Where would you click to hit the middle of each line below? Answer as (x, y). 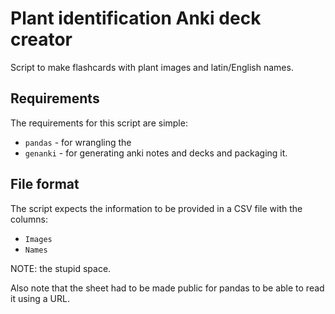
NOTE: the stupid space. (61, 268)
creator (41, 39)
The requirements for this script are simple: (99, 123)
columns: (29, 219)
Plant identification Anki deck (136, 18)
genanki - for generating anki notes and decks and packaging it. (156, 153)
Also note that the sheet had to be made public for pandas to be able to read (167, 288)
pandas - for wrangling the (78, 142)
